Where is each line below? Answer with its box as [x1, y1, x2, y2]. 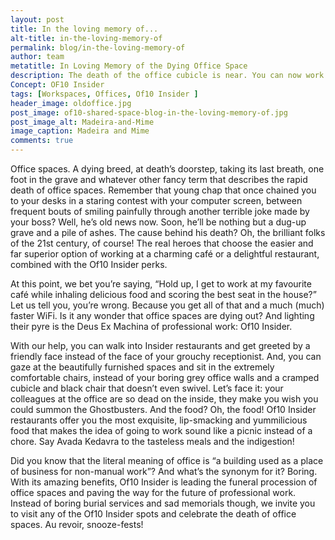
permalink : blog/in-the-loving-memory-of [10, 42, 186, 53]
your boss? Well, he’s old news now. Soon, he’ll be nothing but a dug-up [10, 216, 307, 228]
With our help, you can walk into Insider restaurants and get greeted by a [10, 340, 311, 351]
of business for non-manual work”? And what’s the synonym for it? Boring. [10, 466, 318, 477]
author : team [10, 52, 65, 62]
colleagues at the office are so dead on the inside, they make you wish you [10, 393, 319, 405]
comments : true [10, 136, 74, 146]
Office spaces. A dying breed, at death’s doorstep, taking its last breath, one [10, 163, 325, 175]
